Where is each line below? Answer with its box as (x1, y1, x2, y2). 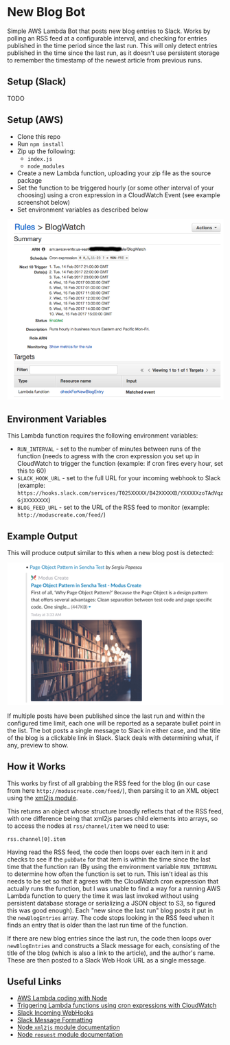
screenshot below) (16, 198, 71, 206)
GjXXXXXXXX (16, 497, 49, 504)
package (16, 176, 43, 184)
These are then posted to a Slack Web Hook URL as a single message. (7, 956, 206, 964)
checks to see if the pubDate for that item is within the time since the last (7, 855, 211, 863)
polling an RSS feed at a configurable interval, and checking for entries (7, 34, 207, 42)
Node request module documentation (16, 1031, 124, 1039)
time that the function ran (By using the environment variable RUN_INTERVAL (7, 862, 218, 870)
